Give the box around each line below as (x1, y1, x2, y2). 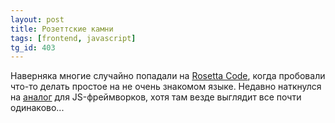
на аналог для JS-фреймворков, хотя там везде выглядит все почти (10, 91, 302, 103)
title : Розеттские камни (10, 24, 114, 34)
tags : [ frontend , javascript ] (10, 33, 137, 43)
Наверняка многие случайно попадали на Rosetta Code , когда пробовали (10, 70, 326, 82)
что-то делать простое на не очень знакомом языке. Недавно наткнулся (10, 81, 322, 93)
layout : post (10, 14, 65, 25)
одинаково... (10, 102, 65, 114)
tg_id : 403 (10, 42, 56, 53)
